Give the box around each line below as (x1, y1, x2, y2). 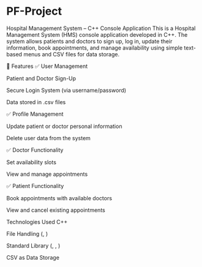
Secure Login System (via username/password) (6, 86, 127, 94)
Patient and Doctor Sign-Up (6, 75, 77, 82)
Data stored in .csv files (6, 98, 66, 105)
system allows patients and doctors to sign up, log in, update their (6, 37, 173, 45)
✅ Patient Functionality (6, 182, 64, 189)
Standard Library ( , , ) (6, 242, 61, 249)
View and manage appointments (6, 170, 88, 178)
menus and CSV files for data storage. (23, 50, 120, 58)
